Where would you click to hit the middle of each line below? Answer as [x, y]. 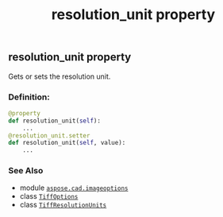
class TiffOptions [49, 196]
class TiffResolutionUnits [63, 205]
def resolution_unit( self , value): [67, 143]
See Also [26, 171]
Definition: [29, 97]
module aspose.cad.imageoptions [74, 188]
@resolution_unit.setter [49, 136]
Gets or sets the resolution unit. [60, 76]
